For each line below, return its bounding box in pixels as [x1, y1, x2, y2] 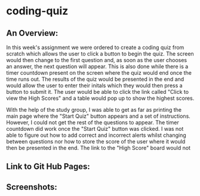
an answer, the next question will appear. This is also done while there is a [6, 63, 189, 70]
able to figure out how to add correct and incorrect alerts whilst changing [6, 131, 186, 139]
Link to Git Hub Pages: [6, 161, 91, 171]
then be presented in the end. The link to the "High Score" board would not [6, 145, 191, 151]
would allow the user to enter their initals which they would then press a [6, 82, 183, 89]
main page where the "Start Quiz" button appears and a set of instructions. [6, 112, 191, 120]
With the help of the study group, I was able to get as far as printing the [6, 106, 182, 113]
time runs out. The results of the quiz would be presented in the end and [6, 76, 184, 82]
